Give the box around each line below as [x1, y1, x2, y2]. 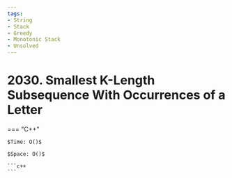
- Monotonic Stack [7, 36, 61, 43]
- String [7, 17, 33, 24]
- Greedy [7, 29, 33, 37]
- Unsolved [7, 42, 39, 49]
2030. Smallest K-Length [7, 72, 155, 88]
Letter [7, 102, 43, 118]
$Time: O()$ [7, 138, 42, 145]
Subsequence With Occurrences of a [7, 88, 226, 103]
